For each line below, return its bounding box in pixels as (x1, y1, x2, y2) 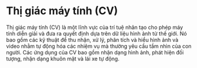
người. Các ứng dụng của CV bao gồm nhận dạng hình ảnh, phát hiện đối (6, 48, 184, 56)
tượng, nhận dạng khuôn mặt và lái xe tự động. (6, 55, 120, 62)
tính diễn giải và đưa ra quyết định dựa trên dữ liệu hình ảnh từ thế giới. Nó (6, 30, 188, 37)
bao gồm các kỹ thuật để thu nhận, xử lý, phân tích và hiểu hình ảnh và (6, 36, 179, 43)
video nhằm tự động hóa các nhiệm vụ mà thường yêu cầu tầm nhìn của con (6, 43, 192, 50)
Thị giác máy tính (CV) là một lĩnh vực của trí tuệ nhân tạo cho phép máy (6, 24, 183, 31)
